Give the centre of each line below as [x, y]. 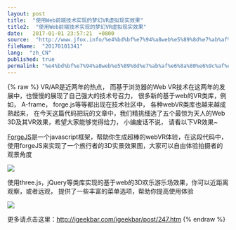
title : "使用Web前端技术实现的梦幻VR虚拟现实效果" [76, 20]
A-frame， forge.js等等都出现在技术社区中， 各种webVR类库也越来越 [120, 104]
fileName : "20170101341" [45, 46]
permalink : [23, 66]
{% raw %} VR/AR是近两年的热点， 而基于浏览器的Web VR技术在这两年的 [113, 87]
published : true [31, 60]
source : [19, 40]
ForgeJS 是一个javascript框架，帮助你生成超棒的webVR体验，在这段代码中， [117, 137]
